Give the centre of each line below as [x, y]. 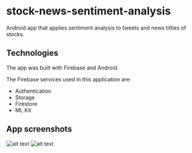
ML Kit [23, 110]
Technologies [33, 53]
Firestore [26, 104]
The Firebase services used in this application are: [69, 79]
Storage [25, 97]
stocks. [15, 34]
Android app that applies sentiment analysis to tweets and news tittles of [96, 28]
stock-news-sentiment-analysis [89, 11]
